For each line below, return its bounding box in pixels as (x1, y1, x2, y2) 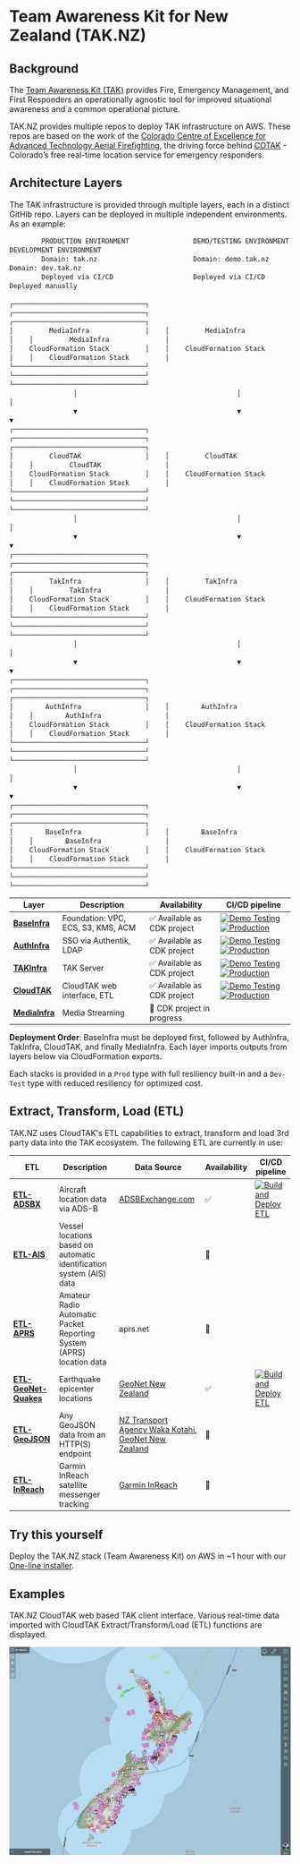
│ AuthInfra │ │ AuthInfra (9, 702, 238, 711)
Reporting (58, 1328, 96, 1339)
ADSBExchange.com (119, 1193, 195, 1205)
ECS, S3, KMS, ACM (62, 922, 137, 933)
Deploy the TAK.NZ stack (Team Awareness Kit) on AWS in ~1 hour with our (9, 1551, 287, 1561)
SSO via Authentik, (62, 936, 131, 946)
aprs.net (119, 1323, 150, 1334)
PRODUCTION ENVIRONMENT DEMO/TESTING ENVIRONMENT (41, 236, 290, 245)
